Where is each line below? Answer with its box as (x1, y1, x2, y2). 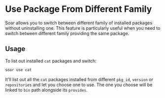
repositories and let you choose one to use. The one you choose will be (5, 82, 153, 88)
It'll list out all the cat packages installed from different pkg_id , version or (5, 76, 154, 82)
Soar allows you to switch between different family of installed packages (5, 20, 153, 26)
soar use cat (5, 67, 32, 72)
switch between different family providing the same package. (5, 30, 130, 36)
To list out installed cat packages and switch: (5, 58, 97, 64)
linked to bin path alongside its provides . (5, 87, 88, 93)
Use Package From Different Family (5, 3, 152, 15)
